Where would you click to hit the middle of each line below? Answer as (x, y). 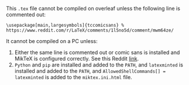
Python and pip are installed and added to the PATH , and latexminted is (99, 65)
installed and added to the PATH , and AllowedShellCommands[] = (90, 71)
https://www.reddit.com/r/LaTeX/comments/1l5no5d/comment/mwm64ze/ (90, 30)
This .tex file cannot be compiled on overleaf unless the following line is (93, 8)
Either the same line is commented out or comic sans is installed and (97, 52)
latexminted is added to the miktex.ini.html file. (73, 77)
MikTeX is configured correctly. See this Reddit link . (77, 59)
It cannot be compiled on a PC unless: (52, 41)
